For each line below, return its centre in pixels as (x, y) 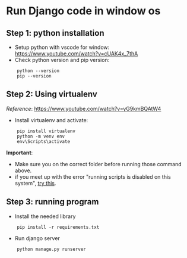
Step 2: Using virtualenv (52, 94)
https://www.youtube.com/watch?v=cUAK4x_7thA (76, 54)
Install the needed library (45, 216)
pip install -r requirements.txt (58, 227)
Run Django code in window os (83, 11)
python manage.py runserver (51, 249)
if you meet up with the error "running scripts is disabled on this (93, 176)
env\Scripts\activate (43, 141)
